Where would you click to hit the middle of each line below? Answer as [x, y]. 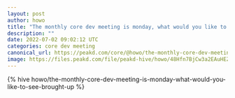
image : [17, 59]
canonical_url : [29, 53]
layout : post [26, 14]
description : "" [31, 33]
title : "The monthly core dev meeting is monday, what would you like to [117, 27]
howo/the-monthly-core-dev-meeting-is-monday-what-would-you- [128, 79]
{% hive [19, 79]
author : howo [26, 20]
